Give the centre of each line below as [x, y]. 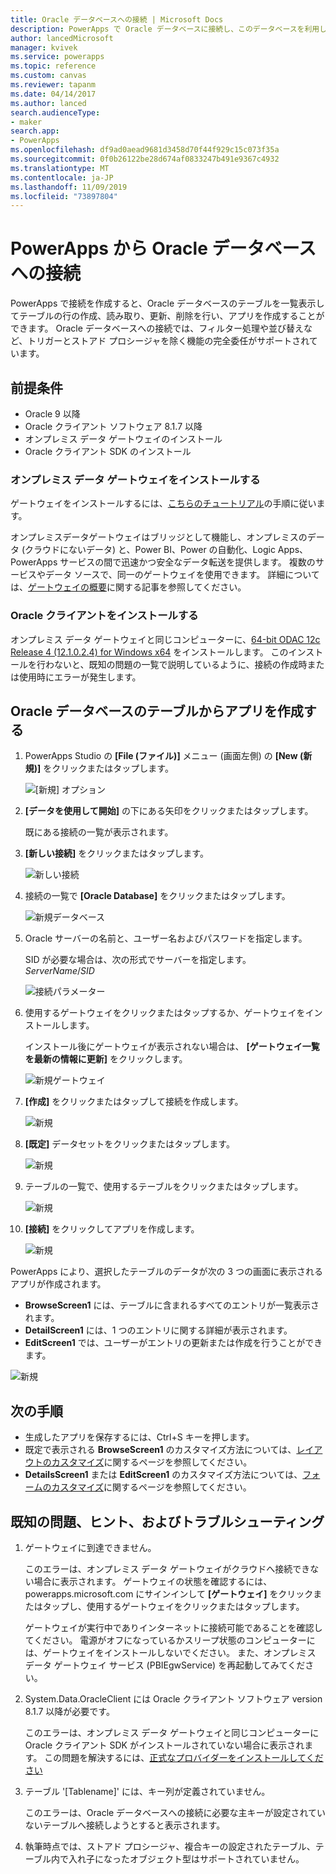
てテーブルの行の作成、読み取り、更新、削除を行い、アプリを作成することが [167, 316]
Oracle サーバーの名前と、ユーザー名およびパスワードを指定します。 [166, 938]
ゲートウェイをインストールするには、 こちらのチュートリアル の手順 [150, 503]
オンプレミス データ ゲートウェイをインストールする [135, 479]
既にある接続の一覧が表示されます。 [99, 832]
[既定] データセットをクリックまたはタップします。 [129, 1144]
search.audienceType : [55, 112]
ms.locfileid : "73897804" [64, 196]
